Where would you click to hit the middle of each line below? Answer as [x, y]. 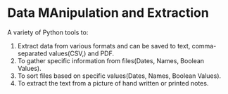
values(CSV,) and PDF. [82, 53]
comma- [204, 46]
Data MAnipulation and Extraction [108, 13]
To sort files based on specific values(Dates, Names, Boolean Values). [119, 76]
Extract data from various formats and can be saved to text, [104, 46]
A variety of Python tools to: [48, 32]
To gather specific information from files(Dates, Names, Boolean [111, 60]
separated [32, 53]
